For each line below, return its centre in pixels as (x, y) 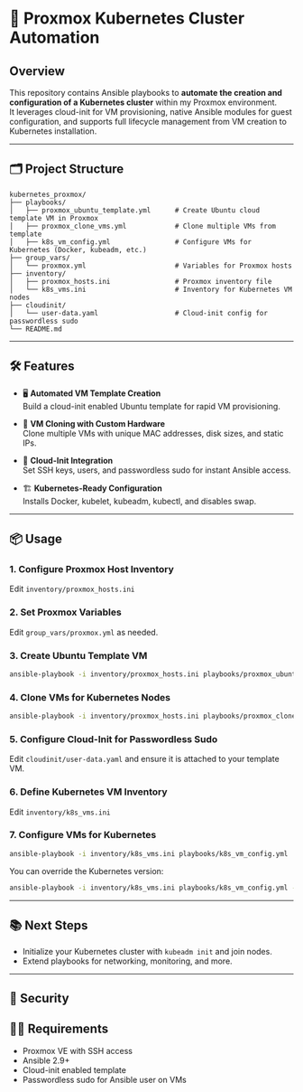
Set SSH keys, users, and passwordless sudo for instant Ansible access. (156, 470)
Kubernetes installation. (53, 131)
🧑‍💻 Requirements (59, 1029)
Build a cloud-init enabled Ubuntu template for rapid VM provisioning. (151, 406)
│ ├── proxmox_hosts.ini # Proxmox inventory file (141, 281)
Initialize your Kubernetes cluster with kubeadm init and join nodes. (147, 952)
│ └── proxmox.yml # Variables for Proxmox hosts (151, 266)
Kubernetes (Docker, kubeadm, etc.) (78, 249)
